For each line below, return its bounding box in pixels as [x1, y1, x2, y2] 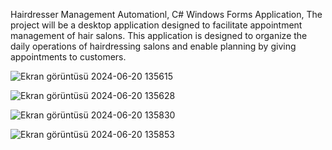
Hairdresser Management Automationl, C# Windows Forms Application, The [10, 9, 323, 20]
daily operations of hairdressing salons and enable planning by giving [10, 40, 297, 52]
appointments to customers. [10, 51, 127, 63]
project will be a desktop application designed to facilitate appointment [10, 19, 303, 31]
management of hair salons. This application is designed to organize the [10, 30, 308, 41]
